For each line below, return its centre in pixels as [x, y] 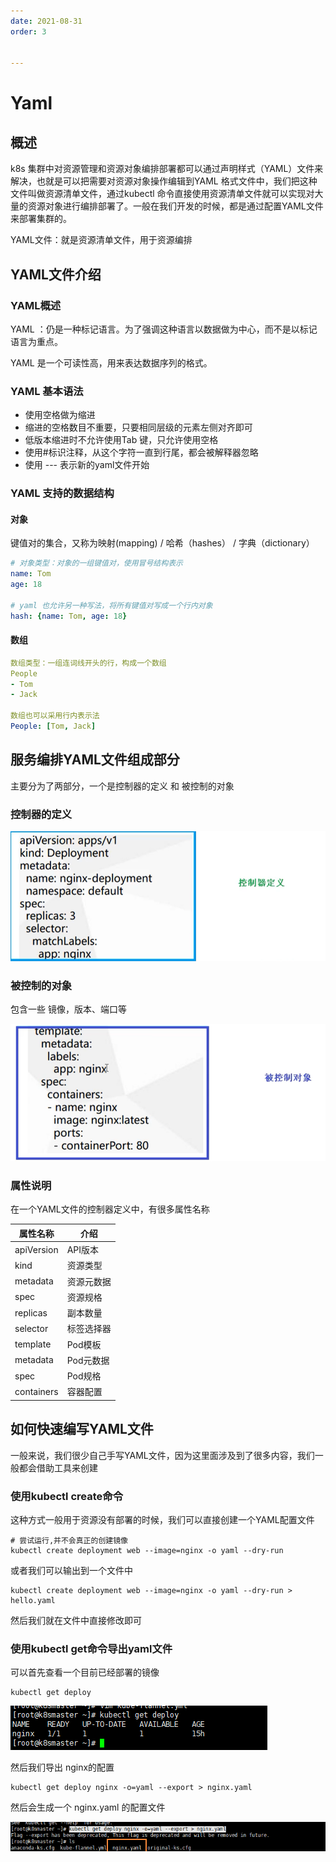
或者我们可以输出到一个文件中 [71, 1571]
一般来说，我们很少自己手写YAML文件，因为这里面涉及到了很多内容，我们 [162, 1455]
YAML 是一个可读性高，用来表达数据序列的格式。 [111, 362]
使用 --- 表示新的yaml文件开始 [87, 465]
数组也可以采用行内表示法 [55, 716]
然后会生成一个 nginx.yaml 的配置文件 [88, 1807]
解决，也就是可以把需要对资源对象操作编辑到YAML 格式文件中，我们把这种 [164, 181]
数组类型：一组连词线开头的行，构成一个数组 [88, 663]
